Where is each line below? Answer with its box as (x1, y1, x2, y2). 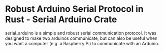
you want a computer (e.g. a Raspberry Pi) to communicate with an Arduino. (5, 40, 160, 46)
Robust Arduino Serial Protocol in (5, 3, 144, 15)
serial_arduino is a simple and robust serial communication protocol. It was (5, 30, 157, 36)
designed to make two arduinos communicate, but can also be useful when (5, 35, 158, 41)
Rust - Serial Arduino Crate (5, 14, 117, 25)
